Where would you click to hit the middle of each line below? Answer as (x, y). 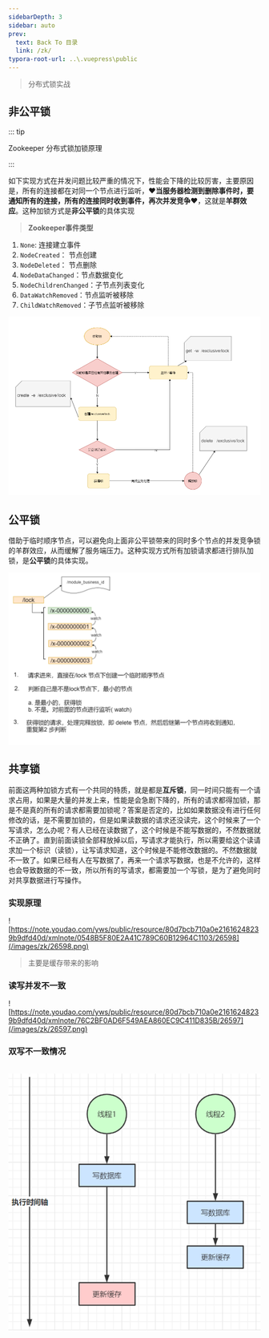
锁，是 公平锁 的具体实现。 (50, 560)
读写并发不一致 (37, 985)
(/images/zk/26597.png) (48, 1029)
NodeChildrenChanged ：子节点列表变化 (82, 285)
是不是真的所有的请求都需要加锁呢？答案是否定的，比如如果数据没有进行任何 (134, 810)
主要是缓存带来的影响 (63, 963)
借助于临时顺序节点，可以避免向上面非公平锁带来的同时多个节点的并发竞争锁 (134, 540)
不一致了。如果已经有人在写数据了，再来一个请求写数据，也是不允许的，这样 (134, 860)
